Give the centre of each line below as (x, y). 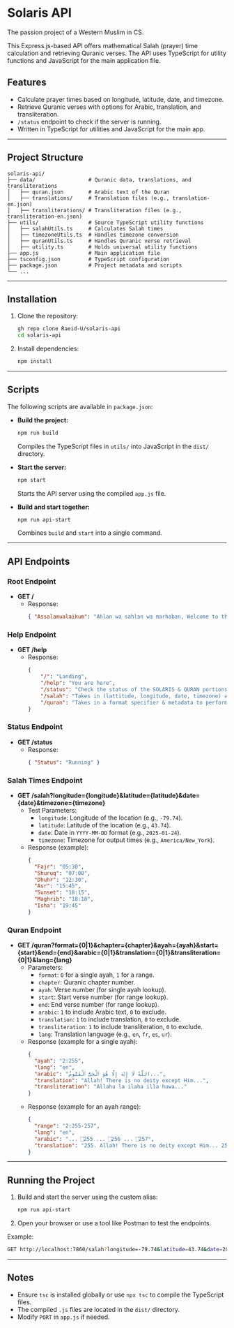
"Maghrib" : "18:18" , (64, 899)
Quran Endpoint (34, 930)
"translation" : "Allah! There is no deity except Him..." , (121, 1080)
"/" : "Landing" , (64, 677)
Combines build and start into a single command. (89, 533)
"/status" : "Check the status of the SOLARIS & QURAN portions (134, 689)
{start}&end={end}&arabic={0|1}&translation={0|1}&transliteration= (119, 953)
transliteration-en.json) (45, 216)
